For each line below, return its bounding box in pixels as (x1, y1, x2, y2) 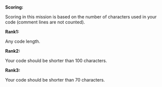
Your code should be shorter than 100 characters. (5, 58, 107, 64)
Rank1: (5, 29, 19, 34)
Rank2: (5, 48, 20, 54)
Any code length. (5, 38, 40, 44)
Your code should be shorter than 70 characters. (5, 77, 105, 83)
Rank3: (5, 67, 20, 73)
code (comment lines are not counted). (5, 19, 85, 25)
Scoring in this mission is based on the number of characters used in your (5, 14, 157, 19)
